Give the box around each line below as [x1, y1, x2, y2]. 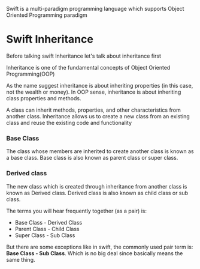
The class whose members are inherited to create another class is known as [6, 148, 195, 155]
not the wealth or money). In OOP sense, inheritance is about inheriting [6, 88, 181, 95]
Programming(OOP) [6, 70, 55, 77]
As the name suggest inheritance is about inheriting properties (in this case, [6, 82, 193, 89]
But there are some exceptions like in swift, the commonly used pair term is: [6, 243, 193, 250]
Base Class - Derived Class [14, 219, 83, 226]
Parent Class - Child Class [14, 225, 80, 232]
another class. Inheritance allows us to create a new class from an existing [6, 112, 190, 119]
